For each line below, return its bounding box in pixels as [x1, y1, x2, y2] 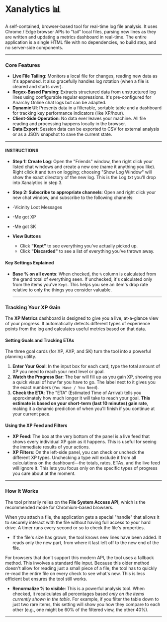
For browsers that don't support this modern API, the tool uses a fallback [5, 554, 154, 561]
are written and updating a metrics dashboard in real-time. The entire [5, 34, 147, 40]
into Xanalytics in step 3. [12, 180, 63, 186]
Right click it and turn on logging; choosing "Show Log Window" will [12, 169, 152, 175]
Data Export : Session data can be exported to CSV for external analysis [12, 126, 160, 132]
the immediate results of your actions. [12, 444, 90, 450]
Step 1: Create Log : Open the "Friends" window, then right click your [12, 159, 153, 165]
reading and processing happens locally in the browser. [12, 121, 126, 127]
